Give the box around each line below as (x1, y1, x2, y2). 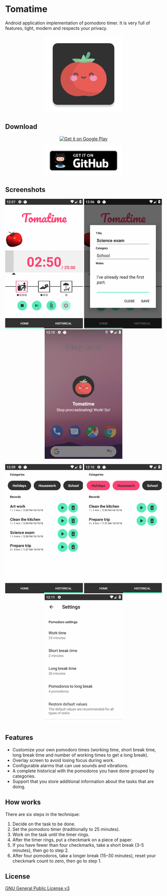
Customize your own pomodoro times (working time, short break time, (12, 746, 157, 752)
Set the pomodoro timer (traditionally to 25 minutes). (12, 826, 120, 832)
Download (5, 123, 37, 131)
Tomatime (5, 3, 48, 15)
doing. (12, 784, 26, 790)
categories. (12, 773, 36, 779)
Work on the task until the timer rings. (12, 831, 89, 837)
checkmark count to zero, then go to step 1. (12, 858, 102, 864)
